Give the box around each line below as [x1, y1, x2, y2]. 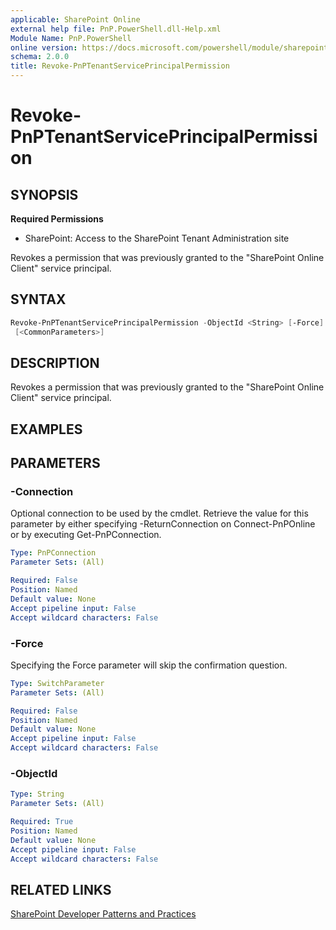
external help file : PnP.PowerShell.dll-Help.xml [10, 24, 222, 34]
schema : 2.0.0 [10, 52, 70, 62]
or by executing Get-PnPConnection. [10, 529, 162, 541]
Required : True [10, 817, 74, 827]
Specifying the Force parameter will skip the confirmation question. [10, 659, 288, 671]
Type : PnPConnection [10, 548, 97, 558]
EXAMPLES [10, 421, 83, 438]
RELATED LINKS [10, 881, 112, 898]
